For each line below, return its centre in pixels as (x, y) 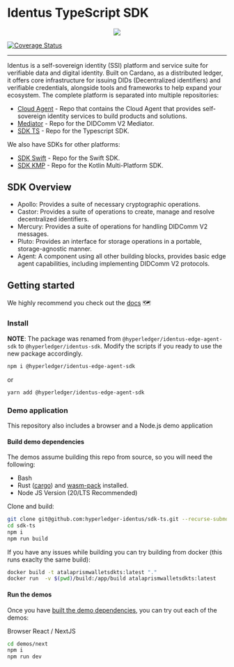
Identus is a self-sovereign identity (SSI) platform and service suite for (108, 65)
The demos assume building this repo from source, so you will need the (110, 457)
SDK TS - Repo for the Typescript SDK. (73, 131)
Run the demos (30, 594)
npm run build (28, 538)
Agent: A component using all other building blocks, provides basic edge (122, 256)
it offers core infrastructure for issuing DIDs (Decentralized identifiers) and (114, 80)
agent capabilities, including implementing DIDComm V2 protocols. (114, 263)
